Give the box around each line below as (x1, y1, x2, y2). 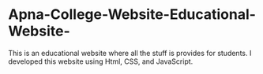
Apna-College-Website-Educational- (8, 6, 257, 24)
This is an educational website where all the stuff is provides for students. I (8, 48, 252, 57)
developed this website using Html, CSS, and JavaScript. (8, 57, 193, 66)
